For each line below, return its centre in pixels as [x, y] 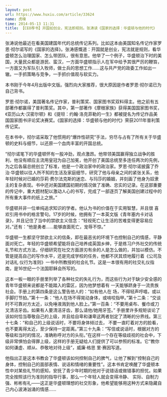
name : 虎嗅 [16, 19]
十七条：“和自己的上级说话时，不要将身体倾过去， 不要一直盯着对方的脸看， [83, 323]
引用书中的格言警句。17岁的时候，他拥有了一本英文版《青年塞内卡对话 [81, 214]
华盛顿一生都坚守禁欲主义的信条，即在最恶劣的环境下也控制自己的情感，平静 [83, 238]
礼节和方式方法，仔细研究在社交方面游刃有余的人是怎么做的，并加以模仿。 [81, 250]
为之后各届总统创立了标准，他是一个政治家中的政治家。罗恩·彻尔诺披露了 [80, 166]
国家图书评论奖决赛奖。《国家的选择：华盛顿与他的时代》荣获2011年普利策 [84, 121]
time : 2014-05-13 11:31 [30, 24]
